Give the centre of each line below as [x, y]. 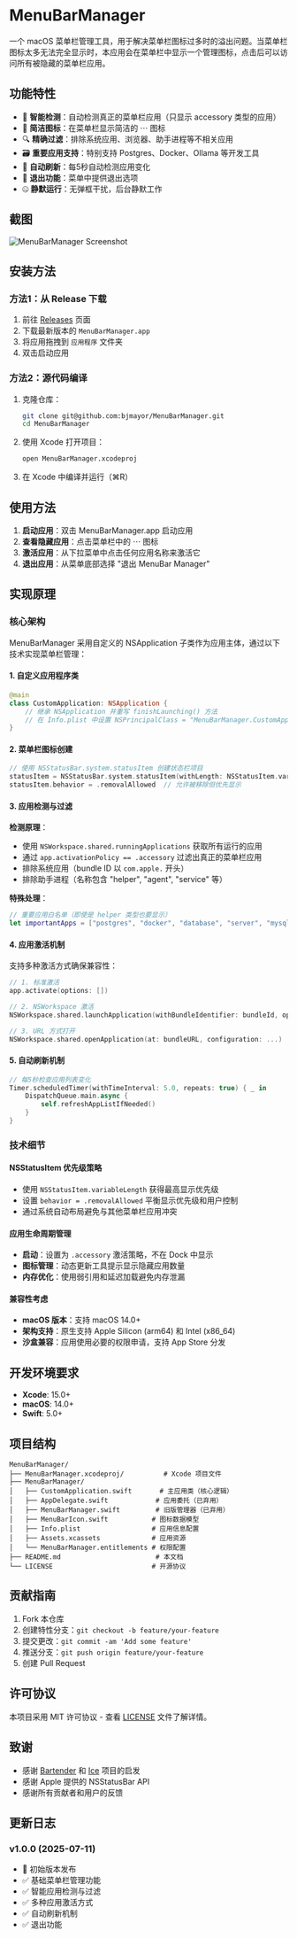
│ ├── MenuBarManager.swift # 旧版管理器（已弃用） [119, 1510]
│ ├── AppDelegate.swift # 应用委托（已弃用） [116, 1501]
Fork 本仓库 [43, 1618]
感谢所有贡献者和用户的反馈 [72, 1792]
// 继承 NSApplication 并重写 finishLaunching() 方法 [122, 711]
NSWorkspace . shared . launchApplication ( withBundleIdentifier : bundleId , [144, 1015]
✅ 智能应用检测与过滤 [61, 1891]
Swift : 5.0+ [42, 1414]
